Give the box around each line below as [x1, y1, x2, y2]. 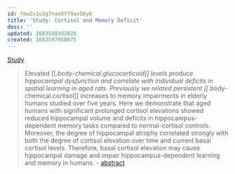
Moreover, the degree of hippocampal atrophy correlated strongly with [24, 129, 229, 138]
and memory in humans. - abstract [24, 159, 125, 167]
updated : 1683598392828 [7, 29, 77, 37]
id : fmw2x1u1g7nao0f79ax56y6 [7, 10, 93, 18]
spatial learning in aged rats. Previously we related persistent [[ [24, 84, 209, 93]
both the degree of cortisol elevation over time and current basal [24, 136, 212, 145]
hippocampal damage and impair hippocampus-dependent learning [24, 152, 220, 160]
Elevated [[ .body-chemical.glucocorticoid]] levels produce [24, 69, 194, 78]
